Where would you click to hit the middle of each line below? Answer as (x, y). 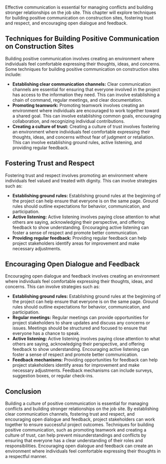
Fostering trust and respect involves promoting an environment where (76, 175)
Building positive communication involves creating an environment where (80, 58)
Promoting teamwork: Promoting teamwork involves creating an (78, 105)
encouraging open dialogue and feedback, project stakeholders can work (80, 419)
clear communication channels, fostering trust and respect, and (70, 414)
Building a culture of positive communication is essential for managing (77, 404)
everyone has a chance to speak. (46, 333)
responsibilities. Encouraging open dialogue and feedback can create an (79, 446)
